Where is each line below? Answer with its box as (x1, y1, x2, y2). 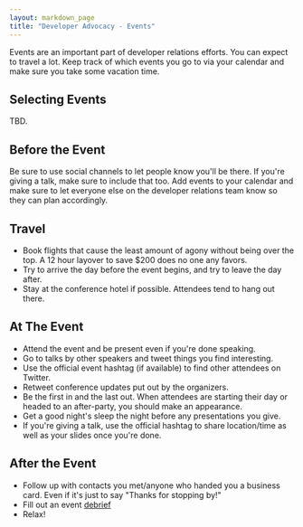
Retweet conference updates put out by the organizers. (22, 381, 229, 392)
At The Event (9, 319, 84, 334)
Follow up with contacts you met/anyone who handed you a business (22, 480, 280, 491)
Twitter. (22, 372, 52, 382)
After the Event (9, 456, 97, 471)
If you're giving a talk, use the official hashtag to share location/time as (22, 419, 287, 430)
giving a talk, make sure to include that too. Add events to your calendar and (9, 175, 294, 186)
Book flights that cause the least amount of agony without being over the (22, 245, 295, 256)
